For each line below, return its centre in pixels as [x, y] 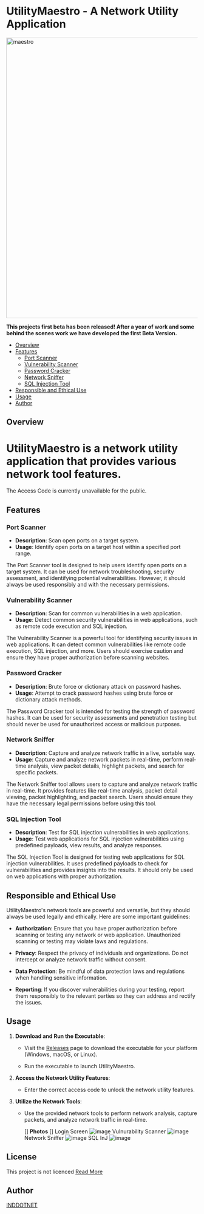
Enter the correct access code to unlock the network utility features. [110, 1090]
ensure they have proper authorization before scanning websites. [88, 658]
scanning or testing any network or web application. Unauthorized [98, 935]
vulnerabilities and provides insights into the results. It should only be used [100, 870]
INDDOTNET [22, 1205]
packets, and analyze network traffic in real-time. [86, 1119]
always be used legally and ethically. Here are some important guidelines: [98, 916]
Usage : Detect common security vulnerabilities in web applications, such [106, 620]
